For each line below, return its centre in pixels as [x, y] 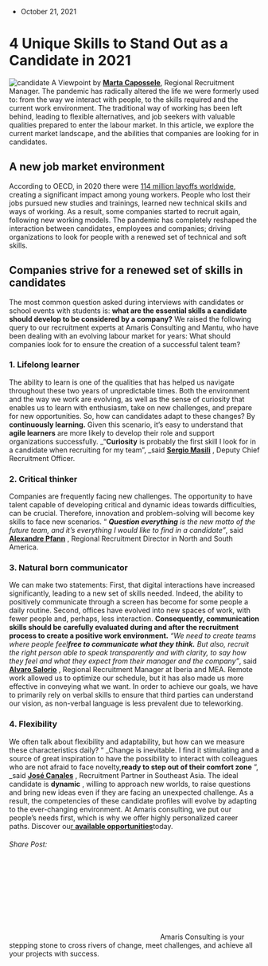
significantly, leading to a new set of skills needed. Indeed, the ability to [126, 593]
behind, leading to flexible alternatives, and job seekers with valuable [122, 116]
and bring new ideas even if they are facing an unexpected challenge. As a [131, 792]
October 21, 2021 [49, 12]
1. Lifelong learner [45, 365]
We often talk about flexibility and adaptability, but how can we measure [127, 741]
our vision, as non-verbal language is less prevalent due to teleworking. [126, 703]
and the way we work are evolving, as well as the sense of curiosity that [127, 399]
